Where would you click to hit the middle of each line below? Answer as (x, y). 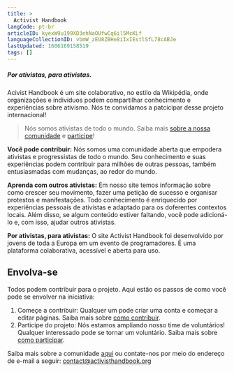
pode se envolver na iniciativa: (51, 297)
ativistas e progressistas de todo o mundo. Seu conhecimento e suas (107, 156)
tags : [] (20, 53)
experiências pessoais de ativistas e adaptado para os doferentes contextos (117, 207)
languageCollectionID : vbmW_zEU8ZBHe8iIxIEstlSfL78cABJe (92, 40)
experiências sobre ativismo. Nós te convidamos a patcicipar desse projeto (115, 107)
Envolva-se (32, 273)
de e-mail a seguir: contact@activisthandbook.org (79, 361)
